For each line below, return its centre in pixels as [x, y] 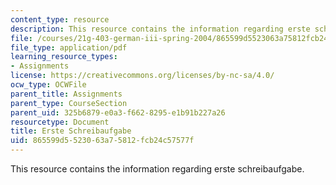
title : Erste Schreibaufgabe [71, 131]
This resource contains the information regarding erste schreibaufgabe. [157, 169]
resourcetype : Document [60, 122]
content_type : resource [60, 19]
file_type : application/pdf [69, 47]
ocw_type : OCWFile [48, 85]
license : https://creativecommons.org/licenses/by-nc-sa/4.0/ [142, 76]
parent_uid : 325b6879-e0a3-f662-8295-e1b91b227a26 [118, 112]
